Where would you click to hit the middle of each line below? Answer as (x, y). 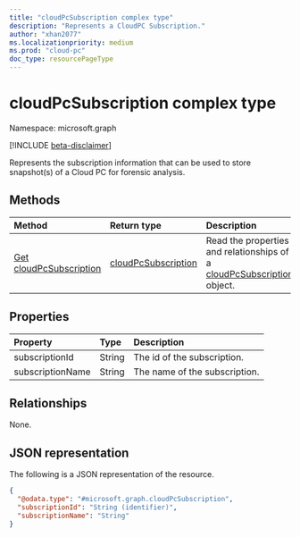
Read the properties (247, 240)
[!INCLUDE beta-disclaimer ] (60, 145)
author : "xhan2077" (46, 34)
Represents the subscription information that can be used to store (130, 163)
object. (220, 285)
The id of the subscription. (188, 357)
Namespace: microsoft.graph (63, 128)
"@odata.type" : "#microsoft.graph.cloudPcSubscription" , (125, 499)
